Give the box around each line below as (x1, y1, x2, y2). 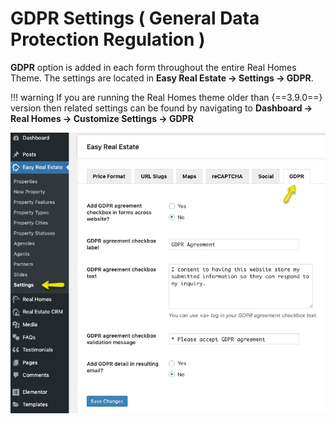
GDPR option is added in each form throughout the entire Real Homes (10, 61, 297, 73)
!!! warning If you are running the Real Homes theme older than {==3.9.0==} (10, 91, 323, 103)
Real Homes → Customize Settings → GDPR (10, 112, 194, 124)
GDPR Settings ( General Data (10, 7, 260, 30)
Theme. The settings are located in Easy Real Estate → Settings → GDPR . (10, 72, 314, 84)
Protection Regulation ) (10, 28, 206, 51)
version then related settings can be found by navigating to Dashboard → (10, 102, 313, 114)
